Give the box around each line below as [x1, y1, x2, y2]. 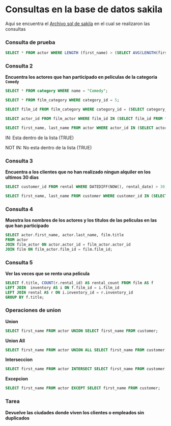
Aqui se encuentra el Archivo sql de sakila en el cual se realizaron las [5, 20, 150, 27]
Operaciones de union [5, 307, 61, 314]
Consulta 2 [5, 62, 33, 70]
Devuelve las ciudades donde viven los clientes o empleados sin [5, 409, 144, 415]
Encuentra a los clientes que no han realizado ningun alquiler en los [5, 169, 151, 175]
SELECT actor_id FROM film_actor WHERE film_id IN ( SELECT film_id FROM [5, 116, 163, 121]
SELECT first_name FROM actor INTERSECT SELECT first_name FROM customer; [5, 367, 167, 372]
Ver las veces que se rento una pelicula [5, 270, 90, 277]
